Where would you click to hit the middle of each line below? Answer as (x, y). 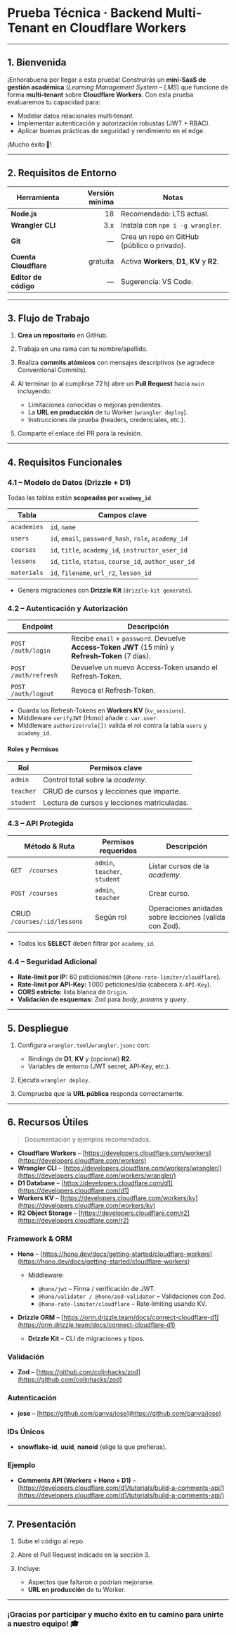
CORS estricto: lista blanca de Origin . (73, 992)
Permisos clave (116, 767)
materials (27, 573)
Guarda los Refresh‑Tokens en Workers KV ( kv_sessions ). (101, 710)
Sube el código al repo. (51, 1541)
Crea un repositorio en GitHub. (63, 335)
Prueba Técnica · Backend (85, 13)
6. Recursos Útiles (48, 1122)
